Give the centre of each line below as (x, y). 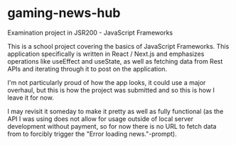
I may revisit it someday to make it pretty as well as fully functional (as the (116, 111)
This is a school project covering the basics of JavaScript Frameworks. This (118, 46)
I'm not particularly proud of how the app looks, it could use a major (107, 82)
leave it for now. (31, 98)
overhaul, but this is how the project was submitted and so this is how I (111, 90)
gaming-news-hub (64, 13)
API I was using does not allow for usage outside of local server (101, 119)
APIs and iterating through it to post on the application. (87, 69)
